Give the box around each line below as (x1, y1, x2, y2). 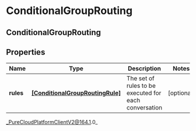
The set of (126, 74, 155, 82)
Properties (6, 47, 45, 57)
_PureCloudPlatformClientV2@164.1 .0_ (6, 119, 98, 126)
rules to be (126, 82, 156, 90)
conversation (126, 104, 163, 112)
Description (128, 64, 162, 73)
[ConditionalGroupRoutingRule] (31, 89, 121, 97)
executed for (126, 89, 162, 97)
